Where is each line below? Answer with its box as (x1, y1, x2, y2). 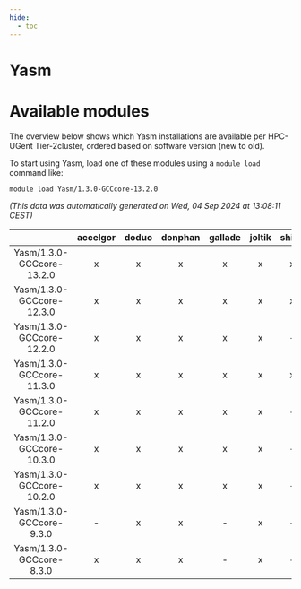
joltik (249, 230, 271, 243)
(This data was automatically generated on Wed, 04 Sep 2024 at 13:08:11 (9, 200, 281, 211)
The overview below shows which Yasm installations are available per (9, 131, 267, 142)
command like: (9, 167, 64, 178)
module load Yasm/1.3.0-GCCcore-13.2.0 (9, 185, 159, 194)
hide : (9, 13, 30, 22)
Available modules (9, 100, 150, 121)
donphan (160, 230, 201, 243)
